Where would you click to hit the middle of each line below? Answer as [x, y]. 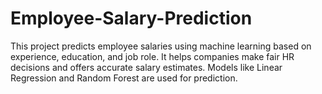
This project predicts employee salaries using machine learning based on [161, 46]
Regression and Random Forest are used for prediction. [124, 78]
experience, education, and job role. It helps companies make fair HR [152, 56]
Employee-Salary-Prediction [131, 18]
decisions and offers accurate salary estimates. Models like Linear [146, 67]
